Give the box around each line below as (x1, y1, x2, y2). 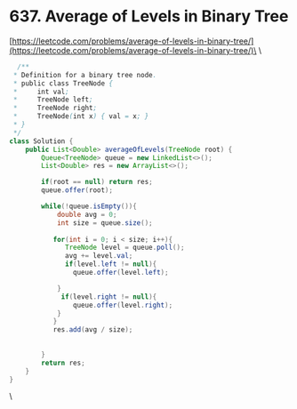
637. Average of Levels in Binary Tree (9, 6, 289, 27)
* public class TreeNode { (12, 78, 114, 88)
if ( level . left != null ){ (65, 260, 157, 269)
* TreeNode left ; (12, 95, 93, 104)
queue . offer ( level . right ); (72, 301, 173, 309)
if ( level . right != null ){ (60, 292, 157, 301)
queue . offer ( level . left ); (72, 269, 169, 277)
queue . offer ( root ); (41, 186, 114, 195)
